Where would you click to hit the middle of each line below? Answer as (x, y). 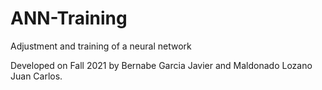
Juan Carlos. (36, 76)
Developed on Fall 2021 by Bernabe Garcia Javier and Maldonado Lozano (161, 65)
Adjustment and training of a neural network (101, 46)
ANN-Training (69, 18)
